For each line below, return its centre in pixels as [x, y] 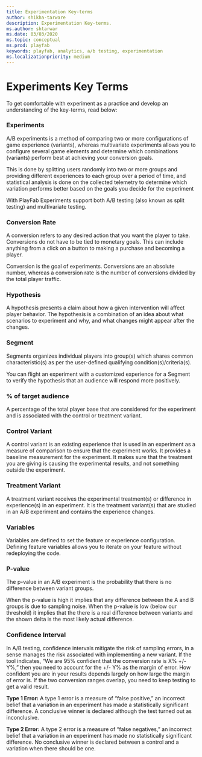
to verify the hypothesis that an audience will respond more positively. [93, 380]
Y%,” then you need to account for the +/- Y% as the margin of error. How [99, 667]
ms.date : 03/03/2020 [32, 34]
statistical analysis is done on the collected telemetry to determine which [97, 182]
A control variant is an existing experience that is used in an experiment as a [101, 445]
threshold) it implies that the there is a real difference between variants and [99, 613]
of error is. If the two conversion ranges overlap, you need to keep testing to [101, 680]
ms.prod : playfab [28, 46]
